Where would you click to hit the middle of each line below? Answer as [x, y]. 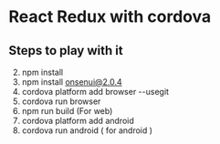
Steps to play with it [66, 51]
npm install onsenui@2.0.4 [72, 82]
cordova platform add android [78, 121]
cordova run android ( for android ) [87, 130]
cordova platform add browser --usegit [95, 92]
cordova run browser [61, 101]
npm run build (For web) [67, 111]
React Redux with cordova [110, 17]
